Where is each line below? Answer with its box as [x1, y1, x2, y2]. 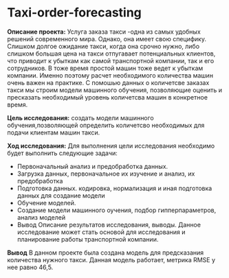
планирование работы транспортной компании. [17, 235, 159, 243]
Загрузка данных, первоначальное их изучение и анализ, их [17, 170, 195, 178]
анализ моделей [17, 213, 66, 221]
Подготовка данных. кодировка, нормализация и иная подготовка [17, 184, 212, 192]
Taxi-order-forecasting [7, 5, 142, 21]
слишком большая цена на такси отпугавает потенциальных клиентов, [7, 49, 216, 58]
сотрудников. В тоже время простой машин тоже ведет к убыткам [7, 64, 204, 72]
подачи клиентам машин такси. [7, 128, 100, 137]
